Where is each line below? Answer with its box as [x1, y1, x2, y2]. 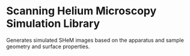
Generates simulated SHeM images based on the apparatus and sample [6, 36, 185, 43]
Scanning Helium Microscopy [6, 4, 157, 18]
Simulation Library [6, 17, 100, 30]
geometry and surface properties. [6, 43, 90, 50]
